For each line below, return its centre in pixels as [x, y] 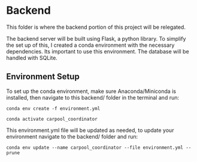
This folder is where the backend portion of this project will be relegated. [96, 27]
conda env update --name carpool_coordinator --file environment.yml [95, 148]
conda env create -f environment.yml [53, 109]
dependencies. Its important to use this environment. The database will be [98, 51]
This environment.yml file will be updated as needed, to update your [90, 130]
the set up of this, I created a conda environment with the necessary [90, 45]
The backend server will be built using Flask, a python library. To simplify [96, 38]
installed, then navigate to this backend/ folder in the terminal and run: [93, 97]
